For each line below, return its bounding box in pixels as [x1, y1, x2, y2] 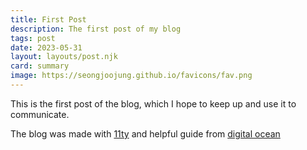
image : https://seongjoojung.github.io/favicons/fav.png [10, 71, 253, 81]
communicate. [10, 108, 70, 120]
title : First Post [10, 14, 87, 25]
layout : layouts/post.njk [10, 52, 118, 62]
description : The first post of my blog [10, 24, 182, 34]
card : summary [10, 61, 70, 71]
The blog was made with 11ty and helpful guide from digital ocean [10, 127, 281, 140]
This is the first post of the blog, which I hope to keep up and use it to [10, 97, 297, 110]
